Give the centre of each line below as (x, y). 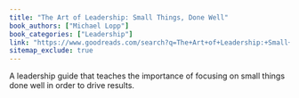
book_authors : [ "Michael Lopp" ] (69, 26)
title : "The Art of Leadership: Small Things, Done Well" (119, 17)
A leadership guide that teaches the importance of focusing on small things (147, 76)
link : (19, 42)
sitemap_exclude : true (51, 51)
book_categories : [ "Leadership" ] (71, 34)
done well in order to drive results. (72, 86)
